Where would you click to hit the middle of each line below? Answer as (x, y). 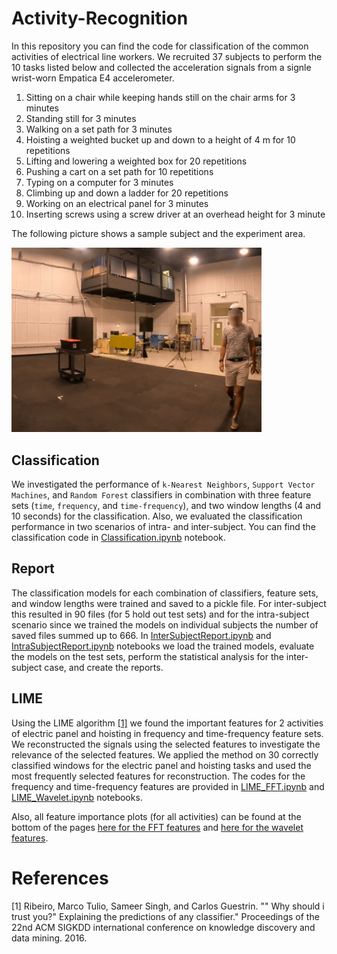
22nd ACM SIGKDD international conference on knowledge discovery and (163, 927)
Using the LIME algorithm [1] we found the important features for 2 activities (167, 723)
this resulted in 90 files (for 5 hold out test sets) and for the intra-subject (160, 614)
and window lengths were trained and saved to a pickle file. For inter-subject (169, 603)
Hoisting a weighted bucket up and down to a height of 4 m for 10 (160, 139)
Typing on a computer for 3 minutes (99, 182)
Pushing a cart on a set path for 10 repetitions (119, 171)
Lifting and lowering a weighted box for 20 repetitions (136, 161)
